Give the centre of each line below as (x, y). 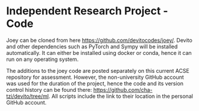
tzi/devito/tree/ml (28, 96)
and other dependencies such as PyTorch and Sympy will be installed (92, 47)
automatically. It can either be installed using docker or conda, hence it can (99, 53)
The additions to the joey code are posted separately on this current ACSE (98, 70)
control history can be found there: (49, 90)
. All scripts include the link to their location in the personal (121, 96)
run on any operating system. (43, 59)
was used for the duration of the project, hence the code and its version (95, 83)
